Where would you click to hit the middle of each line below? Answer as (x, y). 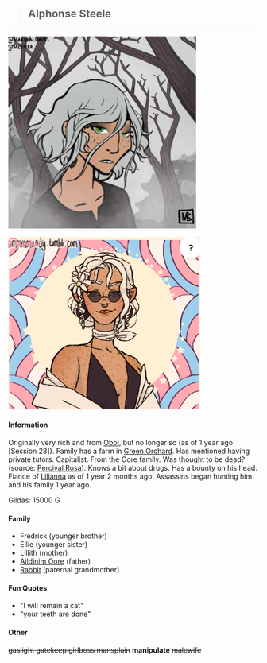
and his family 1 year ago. (50, 485)
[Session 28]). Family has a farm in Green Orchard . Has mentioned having (129, 451)
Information (28, 425)
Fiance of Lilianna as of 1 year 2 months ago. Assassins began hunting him (130, 476)
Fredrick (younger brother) (63, 536)
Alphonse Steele (70, 14)
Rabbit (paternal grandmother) (70, 570)
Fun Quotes (28, 587)
